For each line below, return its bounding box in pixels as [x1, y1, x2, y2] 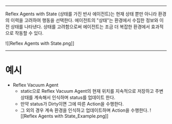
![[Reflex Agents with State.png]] [5, 40, 75, 46]
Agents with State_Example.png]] [38, 113, 109, 119]
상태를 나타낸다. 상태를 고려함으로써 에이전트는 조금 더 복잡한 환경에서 [10, 24, 150, 30]
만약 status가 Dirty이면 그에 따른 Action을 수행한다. [20, 100, 124, 107]
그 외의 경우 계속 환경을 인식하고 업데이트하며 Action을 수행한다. [20, 107, 149, 113]
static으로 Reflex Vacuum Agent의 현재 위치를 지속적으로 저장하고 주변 [20, 88, 164, 94]
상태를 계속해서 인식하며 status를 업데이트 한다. [20, 94, 116, 100]
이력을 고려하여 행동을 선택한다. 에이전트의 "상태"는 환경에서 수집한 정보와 [10, 17, 159, 23]
